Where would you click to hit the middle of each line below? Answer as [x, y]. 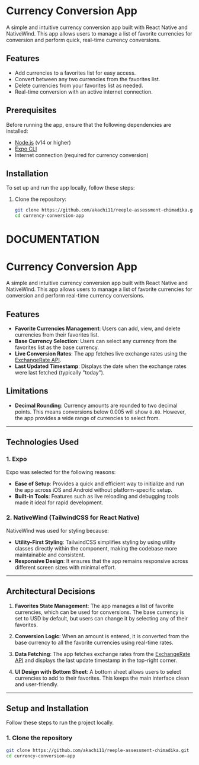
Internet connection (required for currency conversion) [81, 155]
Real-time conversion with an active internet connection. [84, 92]
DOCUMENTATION [53, 240]
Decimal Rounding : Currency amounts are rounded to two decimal [96, 405]
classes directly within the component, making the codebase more [96, 548]
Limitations [27, 391]
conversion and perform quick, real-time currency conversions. [84, 40]
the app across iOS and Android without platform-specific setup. [94, 489]
